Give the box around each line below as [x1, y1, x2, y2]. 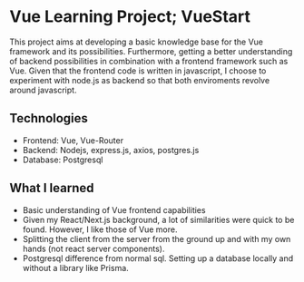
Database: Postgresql [22, 154, 103, 165]
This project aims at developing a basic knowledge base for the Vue [9, 36, 264, 47]
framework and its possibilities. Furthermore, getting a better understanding [9, 45, 293, 56]
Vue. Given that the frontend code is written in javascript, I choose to [9, 65, 267, 76]
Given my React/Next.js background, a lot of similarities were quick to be [22, 214, 295, 225]
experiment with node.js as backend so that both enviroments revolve [9, 74, 270, 85]
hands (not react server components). [22, 243, 165, 254]
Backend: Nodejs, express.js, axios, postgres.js [22, 144, 200, 155]
